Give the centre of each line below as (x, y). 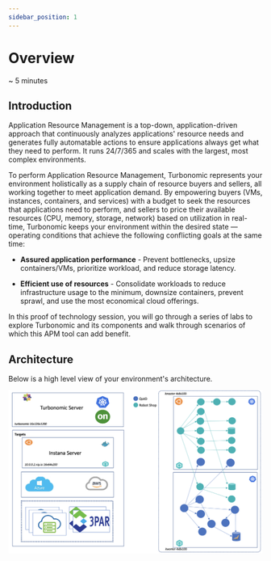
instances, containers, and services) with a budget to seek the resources (129, 201)
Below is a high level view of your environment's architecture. (110, 379)
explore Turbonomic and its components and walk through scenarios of (127, 325)
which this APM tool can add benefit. (70, 334)
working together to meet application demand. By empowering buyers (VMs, (135, 192)
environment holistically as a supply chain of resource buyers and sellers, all (135, 184)
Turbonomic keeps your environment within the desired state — (132, 227)
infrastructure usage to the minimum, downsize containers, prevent (131, 293)
